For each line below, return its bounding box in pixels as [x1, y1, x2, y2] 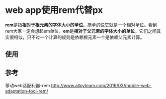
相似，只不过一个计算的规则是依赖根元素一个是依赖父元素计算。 [13, 34, 145, 40]
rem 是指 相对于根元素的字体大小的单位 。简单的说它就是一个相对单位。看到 [5, 22, 158, 28]
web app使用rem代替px [5, 4, 103, 16]
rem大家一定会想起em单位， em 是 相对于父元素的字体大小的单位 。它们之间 [5, 28, 157, 34]
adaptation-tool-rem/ [5, 88, 49, 94]
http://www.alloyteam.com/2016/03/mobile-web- [51, 83, 152, 89]
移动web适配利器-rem [5, 83, 50, 89]
